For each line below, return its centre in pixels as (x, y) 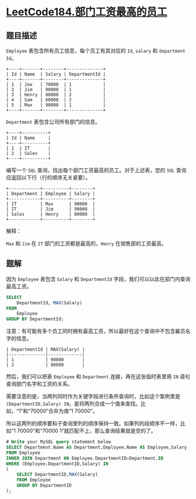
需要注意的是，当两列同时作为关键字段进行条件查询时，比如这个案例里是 (93, 396)
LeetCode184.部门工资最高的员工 (87, 12)
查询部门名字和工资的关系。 (39, 384)
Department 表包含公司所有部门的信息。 (53, 122)
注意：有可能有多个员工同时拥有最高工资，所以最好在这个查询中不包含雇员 (96, 331)
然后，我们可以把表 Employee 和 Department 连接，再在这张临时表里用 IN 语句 (98, 376)
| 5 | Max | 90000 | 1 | (56, 105)
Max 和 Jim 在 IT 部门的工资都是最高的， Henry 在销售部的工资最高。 (86, 243)
